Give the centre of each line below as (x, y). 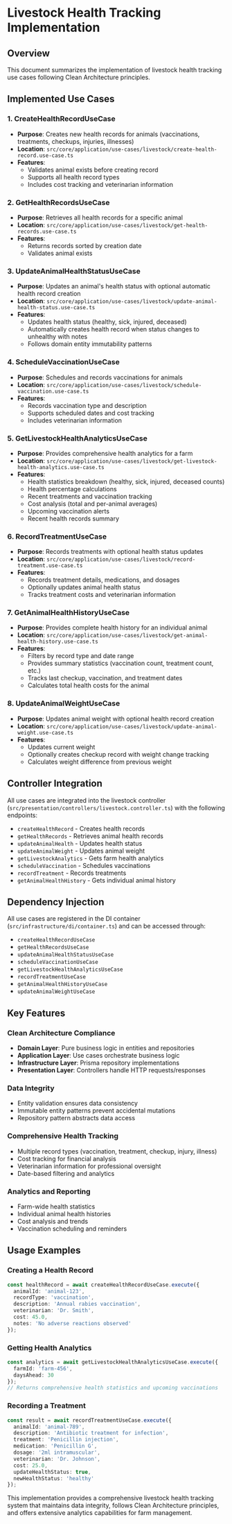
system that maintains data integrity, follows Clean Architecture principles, (113, 1505)
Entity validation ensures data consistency (78, 1104)
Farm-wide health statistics (56, 1206)
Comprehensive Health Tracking (63, 1136)
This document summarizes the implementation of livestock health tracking (115, 70)
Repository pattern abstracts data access (76, 1118)
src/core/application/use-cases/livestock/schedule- (124, 385)
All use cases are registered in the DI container (74, 919)
